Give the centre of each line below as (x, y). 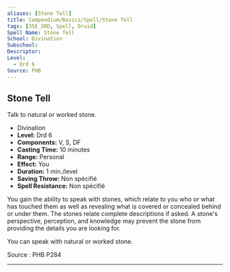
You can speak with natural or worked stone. (70, 242)
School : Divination (35, 39)
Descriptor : (24, 52)
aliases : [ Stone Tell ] (39, 13)
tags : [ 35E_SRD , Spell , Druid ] (52, 26)
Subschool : (23, 45)
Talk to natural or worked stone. (52, 115)
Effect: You (33, 164)
